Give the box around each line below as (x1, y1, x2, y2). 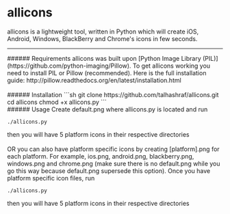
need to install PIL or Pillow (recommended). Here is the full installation (7, 68, 207, 77)
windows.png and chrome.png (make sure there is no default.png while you (7, 159, 220, 168)
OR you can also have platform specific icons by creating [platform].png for (7, 145, 220, 153)
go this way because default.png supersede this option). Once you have (7, 166, 211, 175)
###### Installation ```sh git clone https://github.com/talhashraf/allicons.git (7, 90, 219, 98)
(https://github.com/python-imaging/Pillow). (7, 62, 131, 70)
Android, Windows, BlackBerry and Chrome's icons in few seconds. (7, 34, 198, 42)
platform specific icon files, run (7, 174, 95, 182)
